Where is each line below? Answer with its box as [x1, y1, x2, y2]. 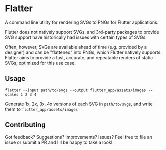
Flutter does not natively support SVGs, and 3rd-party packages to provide [5, 29, 160, 35]
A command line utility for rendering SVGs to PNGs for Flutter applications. [5, 19, 159, 25]
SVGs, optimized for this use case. [5, 60, 76, 66]
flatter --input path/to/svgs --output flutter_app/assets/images [5, 88, 146, 93]
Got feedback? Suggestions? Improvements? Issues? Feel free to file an [5, 134, 152, 140]
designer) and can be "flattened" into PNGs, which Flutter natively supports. [5, 49, 162, 55]
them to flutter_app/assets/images [5, 106, 78, 112]
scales [5, 92, 19, 97]
